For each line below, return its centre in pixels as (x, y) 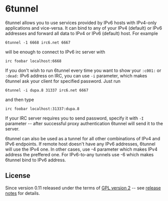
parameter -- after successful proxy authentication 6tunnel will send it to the (84, 123)
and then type (20, 99)
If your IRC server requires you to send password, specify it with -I (74, 118)
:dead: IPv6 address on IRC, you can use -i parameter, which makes (76, 75)
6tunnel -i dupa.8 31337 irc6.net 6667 (47, 90)
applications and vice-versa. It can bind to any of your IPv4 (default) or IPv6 (83, 28)
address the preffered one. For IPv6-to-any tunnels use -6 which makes (79, 154)
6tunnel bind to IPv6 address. (36, 160)
